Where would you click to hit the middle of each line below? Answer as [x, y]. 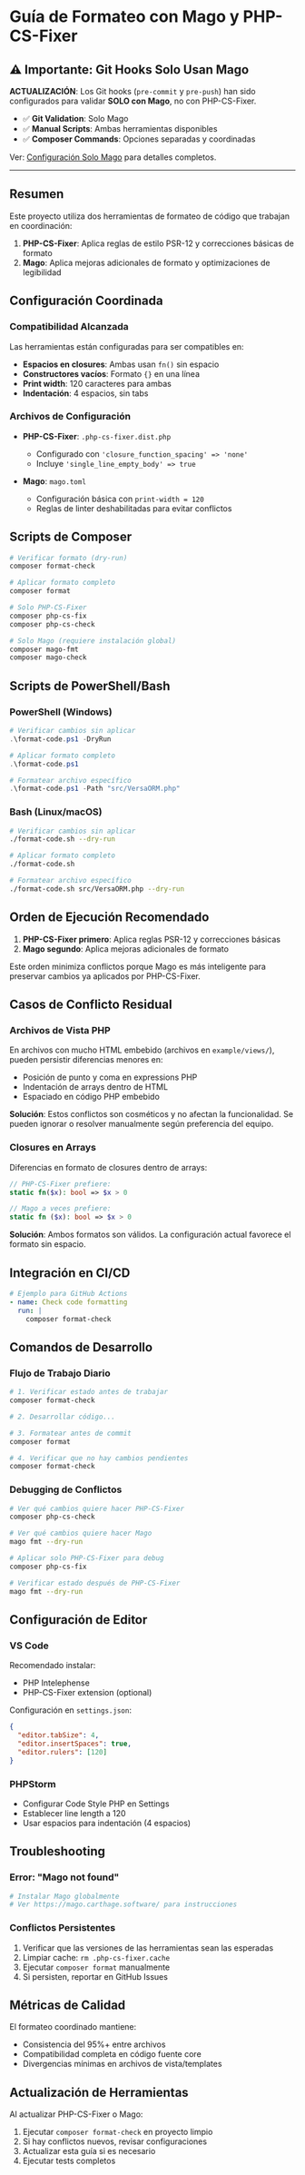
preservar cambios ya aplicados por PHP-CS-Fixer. [105, 976]
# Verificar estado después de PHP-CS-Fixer [95, 1583]
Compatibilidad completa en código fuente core [112, 2054]
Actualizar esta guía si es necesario [89, 2151]
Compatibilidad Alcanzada [69, 327]
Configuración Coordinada [86, 301]
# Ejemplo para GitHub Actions [69, 1293]
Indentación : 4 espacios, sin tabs [85, 393]
